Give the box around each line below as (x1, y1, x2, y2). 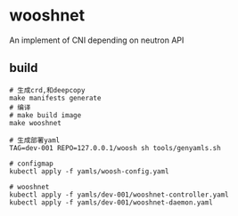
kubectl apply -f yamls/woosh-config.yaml (9, 166, 169, 176)
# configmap (9, 159, 53, 168)
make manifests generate (9, 93, 102, 102)
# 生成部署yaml (9, 135, 61, 145)
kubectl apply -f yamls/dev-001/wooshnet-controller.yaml (9, 190, 229, 199)
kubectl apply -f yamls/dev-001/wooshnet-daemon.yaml (9, 197, 214, 207)
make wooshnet (9, 118, 62, 127)
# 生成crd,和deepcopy (9, 85, 86, 94)
